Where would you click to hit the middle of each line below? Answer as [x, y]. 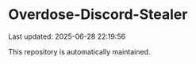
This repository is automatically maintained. [79, 51]
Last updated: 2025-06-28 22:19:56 [67, 36]
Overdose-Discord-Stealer [98, 15]
